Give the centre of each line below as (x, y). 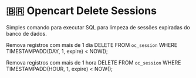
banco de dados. (26, 33)
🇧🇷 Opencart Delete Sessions (82, 11)
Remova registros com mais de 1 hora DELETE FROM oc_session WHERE (94, 62)
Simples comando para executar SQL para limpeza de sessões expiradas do (98, 27)
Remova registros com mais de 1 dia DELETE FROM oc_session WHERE (92, 45)
